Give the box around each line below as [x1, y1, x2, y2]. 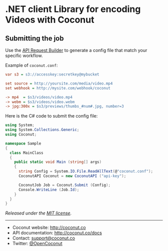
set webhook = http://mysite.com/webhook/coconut [5, 85, 111, 90]
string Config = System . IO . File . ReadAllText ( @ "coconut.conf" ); [18, 169, 153, 174]
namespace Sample [5, 141, 41, 146]
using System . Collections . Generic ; [5, 127, 79, 132]
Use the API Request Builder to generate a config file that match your [5, 47, 147, 53]
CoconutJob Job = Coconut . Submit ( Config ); [18, 182, 111, 187]
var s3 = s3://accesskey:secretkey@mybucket [5, 72, 99, 77]
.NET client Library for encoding [5, 3, 141, 15]
